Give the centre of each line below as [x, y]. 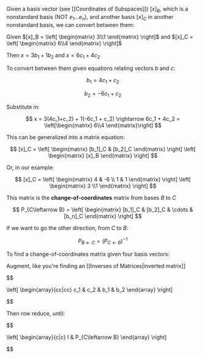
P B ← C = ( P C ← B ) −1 [103, 241]
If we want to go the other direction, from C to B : [67, 228]
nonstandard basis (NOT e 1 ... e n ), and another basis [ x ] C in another [90, 17]
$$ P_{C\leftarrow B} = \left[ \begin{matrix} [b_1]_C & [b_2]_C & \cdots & [103, 209]
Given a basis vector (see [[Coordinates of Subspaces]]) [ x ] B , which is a [97, 10]
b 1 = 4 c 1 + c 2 [103, 81]
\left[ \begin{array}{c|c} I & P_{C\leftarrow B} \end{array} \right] [87, 337]
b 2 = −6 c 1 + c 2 [103, 94]
